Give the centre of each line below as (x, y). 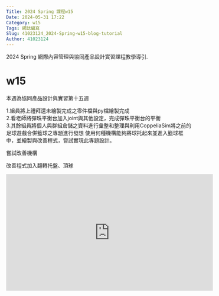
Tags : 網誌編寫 (23, 28)
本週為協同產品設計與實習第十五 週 (48, 98)
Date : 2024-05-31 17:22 (35, 17)
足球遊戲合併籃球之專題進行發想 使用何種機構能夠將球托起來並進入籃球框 (95, 133)
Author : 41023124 (27, 39)
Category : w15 (24, 22)
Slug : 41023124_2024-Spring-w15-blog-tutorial (64, 34)
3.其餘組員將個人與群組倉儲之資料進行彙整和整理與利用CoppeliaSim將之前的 (99, 126)
